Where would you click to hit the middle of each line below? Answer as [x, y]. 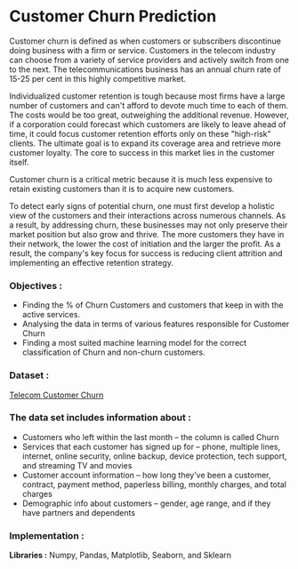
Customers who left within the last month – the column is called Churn [150, 437]
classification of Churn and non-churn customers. [114, 352]
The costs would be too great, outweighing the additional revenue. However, [149, 115]
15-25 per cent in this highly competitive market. [98, 78]
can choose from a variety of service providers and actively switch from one [149, 60]
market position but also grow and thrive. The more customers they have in [147, 234]
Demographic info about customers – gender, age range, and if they [146, 503]
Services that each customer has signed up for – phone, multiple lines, [151, 446]
